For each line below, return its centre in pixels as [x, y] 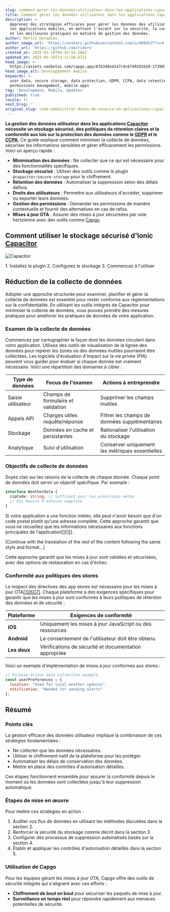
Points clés [19, 724]
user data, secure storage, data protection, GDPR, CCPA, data [78, 81]
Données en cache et [68, 430]
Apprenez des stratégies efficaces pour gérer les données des [78, 24]
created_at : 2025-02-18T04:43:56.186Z [46, 52]
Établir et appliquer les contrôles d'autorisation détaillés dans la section [87, 848]
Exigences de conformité [101, 615]
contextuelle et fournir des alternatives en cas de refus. [70, 209]
